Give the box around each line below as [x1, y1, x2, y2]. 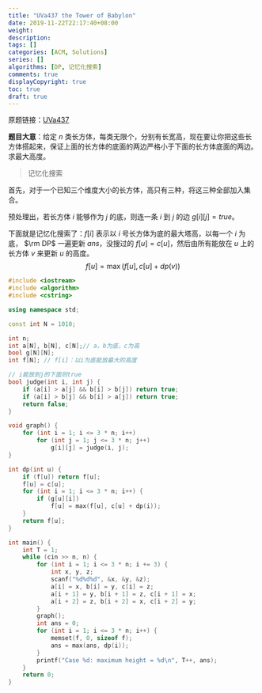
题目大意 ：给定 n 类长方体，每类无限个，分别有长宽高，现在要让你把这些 [8, 132, 245, 142]
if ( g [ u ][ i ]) [36, 495, 80, 503]
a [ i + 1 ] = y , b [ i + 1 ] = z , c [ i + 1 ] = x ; [50, 590, 196, 598]
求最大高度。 [8, 152, 50, 161]
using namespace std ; [8, 305, 80, 313]
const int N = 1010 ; [8, 320, 77, 328]
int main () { [8, 539, 51, 547]
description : [8, 33, 51, 42]
